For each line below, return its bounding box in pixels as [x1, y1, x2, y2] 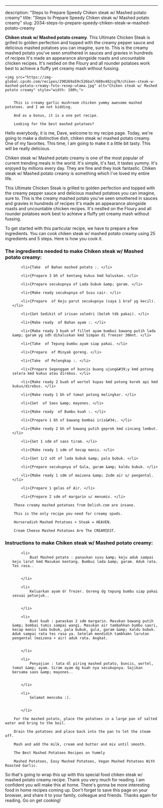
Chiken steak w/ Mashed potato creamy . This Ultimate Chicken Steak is [5, 34, 150, 40]
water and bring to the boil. [5, 721, 66, 725]
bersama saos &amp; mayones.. [12, 670, 74, 674]
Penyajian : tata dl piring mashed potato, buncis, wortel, [30, 661, 154, 666]
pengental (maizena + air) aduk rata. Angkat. [12, 636, 108, 640]
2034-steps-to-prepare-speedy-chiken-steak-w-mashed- [33, 20, 151, 26]
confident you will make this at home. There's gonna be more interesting [5, 782, 150, 788]
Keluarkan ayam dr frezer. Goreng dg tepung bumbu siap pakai [30, 589, 158, 594]
